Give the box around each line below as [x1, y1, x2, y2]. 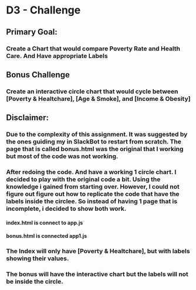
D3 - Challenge [6, 4, 81, 17]
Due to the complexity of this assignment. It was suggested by [6, 130, 188, 138]
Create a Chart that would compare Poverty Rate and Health [6, 45, 181, 53]
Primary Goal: [6, 27, 58, 37]
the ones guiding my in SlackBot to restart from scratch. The [6, 138, 182, 146]
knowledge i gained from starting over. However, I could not [6, 183, 180, 191]
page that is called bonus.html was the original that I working [6, 145, 184, 153]
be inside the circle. [6, 278, 63, 286]
